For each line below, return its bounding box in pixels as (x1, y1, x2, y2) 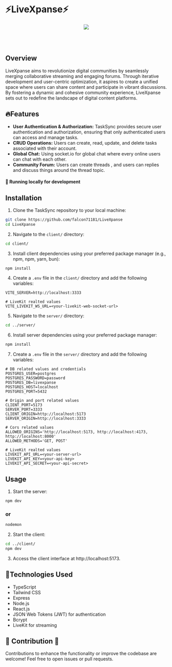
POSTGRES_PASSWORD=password (5, 376, 66, 381)
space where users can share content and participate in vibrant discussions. (5, 84, 167, 90)
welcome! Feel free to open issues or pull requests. (5, 656, 114, 662)
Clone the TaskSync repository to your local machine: (12, 207, 126, 213)
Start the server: (12, 488, 48, 495)
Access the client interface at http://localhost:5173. (12, 555, 121, 561)
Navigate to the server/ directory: (12, 313, 85, 319)
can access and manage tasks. (12, 134, 79, 141)
